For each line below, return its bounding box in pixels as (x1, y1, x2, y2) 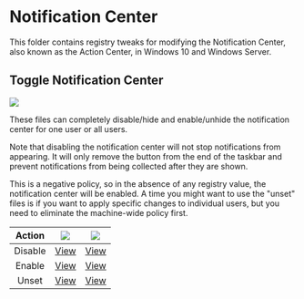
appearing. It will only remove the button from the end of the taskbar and (9, 150, 282, 161)
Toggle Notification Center (9, 73, 164, 88)
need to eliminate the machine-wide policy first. (9, 207, 188, 218)
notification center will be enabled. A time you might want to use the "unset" (9, 188, 296, 199)
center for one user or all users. (9, 123, 128, 134)
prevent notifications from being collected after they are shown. (9, 160, 248, 171)
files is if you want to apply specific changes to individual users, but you (9, 198, 280, 209)
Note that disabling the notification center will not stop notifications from (9, 141, 281, 152)
